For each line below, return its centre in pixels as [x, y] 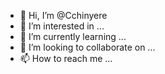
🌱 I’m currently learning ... [73, 36]
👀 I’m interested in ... [62, 26]
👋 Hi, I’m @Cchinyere [63, 15]
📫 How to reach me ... [66, 58]
